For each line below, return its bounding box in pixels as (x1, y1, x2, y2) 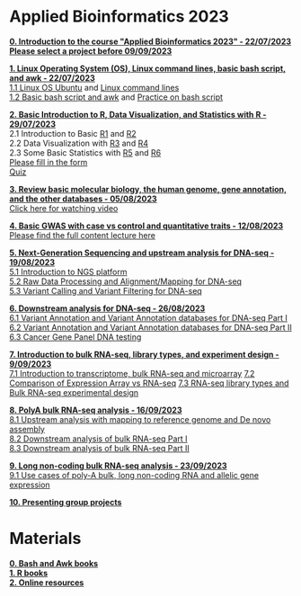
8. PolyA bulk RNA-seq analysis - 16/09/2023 (9, 405, 182, 415)
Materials (9, 529, 82, 549)
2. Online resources (9, 577, 84, 588)
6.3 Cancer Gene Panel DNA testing (9, 331, 142, 342)
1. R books (9, 567, 49, 578)
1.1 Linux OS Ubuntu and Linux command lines (9, 82, 180, 93)
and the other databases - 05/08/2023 (9, 193, 157, 204)
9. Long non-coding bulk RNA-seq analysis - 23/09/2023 (9, 460, 227, 471)
